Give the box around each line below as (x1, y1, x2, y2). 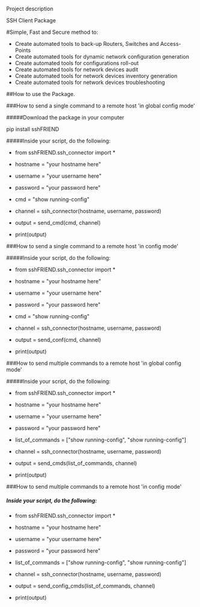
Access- (160, 40, 181, 47)
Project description (6, 5, 54, 12)
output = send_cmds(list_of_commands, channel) (14, 460, 137, 467)
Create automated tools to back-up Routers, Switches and (14, 40, 160, 47)
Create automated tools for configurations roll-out (14, 60, 139, 66)
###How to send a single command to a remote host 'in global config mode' (6, 102, 195, 109)
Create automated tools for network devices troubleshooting (14, 79, 166, 86)
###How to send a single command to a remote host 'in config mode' (6, 243, 179, 249)
